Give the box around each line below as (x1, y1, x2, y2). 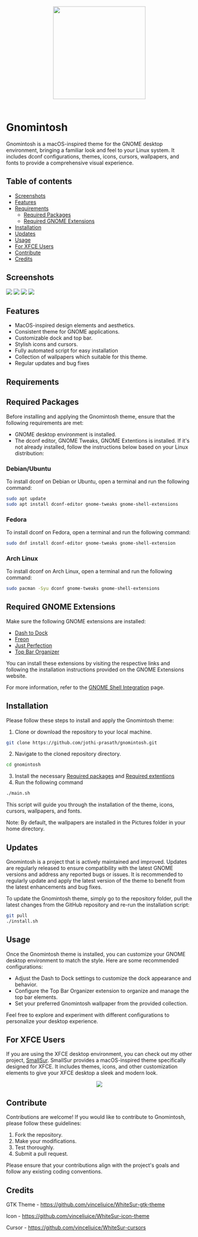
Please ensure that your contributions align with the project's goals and (6, 1162, 180, 1169)
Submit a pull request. (14, 1150, 69, 1157)
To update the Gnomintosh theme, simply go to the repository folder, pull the (6, 895, 192, 902)
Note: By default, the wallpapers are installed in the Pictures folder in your (6, 819, 186, 826)
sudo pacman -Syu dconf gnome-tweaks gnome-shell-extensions (6, 586, 160, 592)
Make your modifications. (14, 1138, 77, 1145)
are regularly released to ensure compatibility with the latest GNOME (6, 865, 173, 872)
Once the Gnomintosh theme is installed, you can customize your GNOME (6, 950, 186, 957)
